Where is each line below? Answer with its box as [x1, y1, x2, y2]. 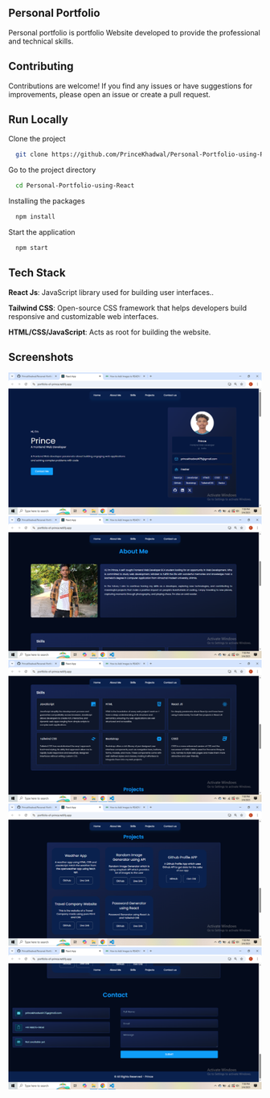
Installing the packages [8, 196, 86, 206]
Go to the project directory [8, 165, 96, 175]
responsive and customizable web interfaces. [8, 311, 159, 321]
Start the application [8, 227, 76, 237]
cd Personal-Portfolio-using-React [15, 182, 135, 190]
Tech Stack [8, 266, 66, 280]
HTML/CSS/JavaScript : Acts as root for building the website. [8, 327, 211, 337]
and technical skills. [8, 36, 74, 46]
